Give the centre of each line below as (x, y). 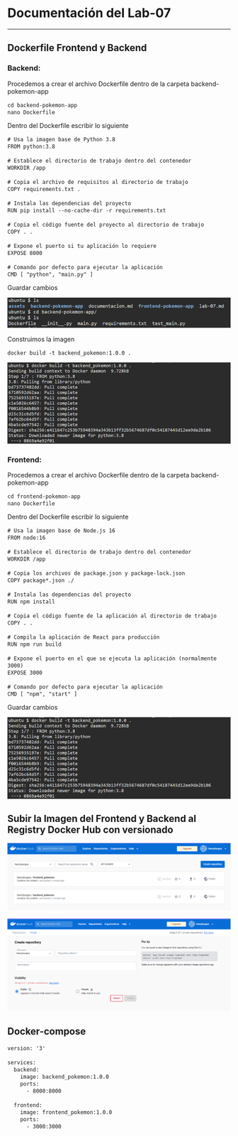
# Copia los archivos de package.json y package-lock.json (96, 573)
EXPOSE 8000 (25, 253)
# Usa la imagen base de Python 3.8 (61, 139)
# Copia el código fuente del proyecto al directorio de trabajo (106, 225)
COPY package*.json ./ (41, 580)
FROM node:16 (27, 538)
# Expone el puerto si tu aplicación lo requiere (82, 246)
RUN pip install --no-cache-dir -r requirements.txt (87, 210)
